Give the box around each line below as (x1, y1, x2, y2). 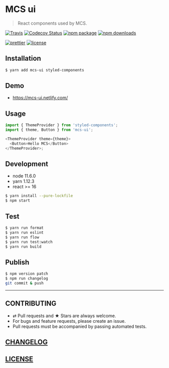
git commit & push (5, 281, 44, 286)
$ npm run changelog (5, 276, 49, 281)
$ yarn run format (5, 225, 44, 230)
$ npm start (5, 198, 30, 203)
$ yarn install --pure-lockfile (5, 194, 73, 199)
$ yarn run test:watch (5, 239, 53, 244)
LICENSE (5, 355, 34, 363)
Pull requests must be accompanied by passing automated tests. (12, 323, 147, 329)
